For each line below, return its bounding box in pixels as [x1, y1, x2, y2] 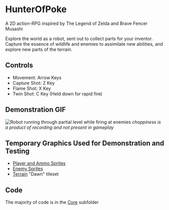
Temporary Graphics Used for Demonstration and [5, 138, 164, 148]
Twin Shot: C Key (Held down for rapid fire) [12, 90, 103, 97]
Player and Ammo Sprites [12, 160, 66, 166]
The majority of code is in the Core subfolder [5, 199, 99, 205]
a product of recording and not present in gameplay [5, 124, 114, 130]
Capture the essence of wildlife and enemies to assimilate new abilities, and [5, 41, 163, 47]
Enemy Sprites [12, 166, 43, 172]
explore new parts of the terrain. [5, 46, 72, 52]
